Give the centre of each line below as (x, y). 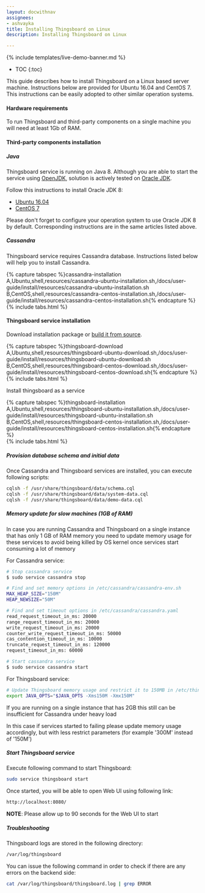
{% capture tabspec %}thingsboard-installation (66, 402)
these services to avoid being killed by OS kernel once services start (92, 542)
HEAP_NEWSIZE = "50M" (31, 600)
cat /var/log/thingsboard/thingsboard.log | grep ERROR (79, 884)
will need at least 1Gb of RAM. (44, 128)
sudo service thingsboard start (47, 779)
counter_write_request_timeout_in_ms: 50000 (64, 633)
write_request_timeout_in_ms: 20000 (53, 628)
